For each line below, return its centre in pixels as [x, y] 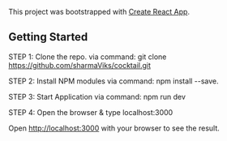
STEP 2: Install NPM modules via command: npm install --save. [113, 81]
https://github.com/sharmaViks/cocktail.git [80, 65]
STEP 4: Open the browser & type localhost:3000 [91, 112]
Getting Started [48, 37]
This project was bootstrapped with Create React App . [99, 12]
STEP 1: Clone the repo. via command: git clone [88, 57]
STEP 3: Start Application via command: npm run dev [97, 96]
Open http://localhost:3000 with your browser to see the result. [114, 128]
